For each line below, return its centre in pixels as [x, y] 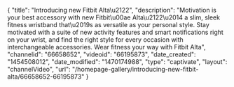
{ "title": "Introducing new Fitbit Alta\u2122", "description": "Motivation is [112, 10]
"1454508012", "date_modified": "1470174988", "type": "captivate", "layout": [117, 62]
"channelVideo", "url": [39, 69]
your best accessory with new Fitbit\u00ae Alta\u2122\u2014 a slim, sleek [114, 17]
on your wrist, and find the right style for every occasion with [95, 40]
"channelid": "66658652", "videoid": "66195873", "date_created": [102, 54]
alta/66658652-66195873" [46, 77]
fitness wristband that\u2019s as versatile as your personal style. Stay [109, 25]
